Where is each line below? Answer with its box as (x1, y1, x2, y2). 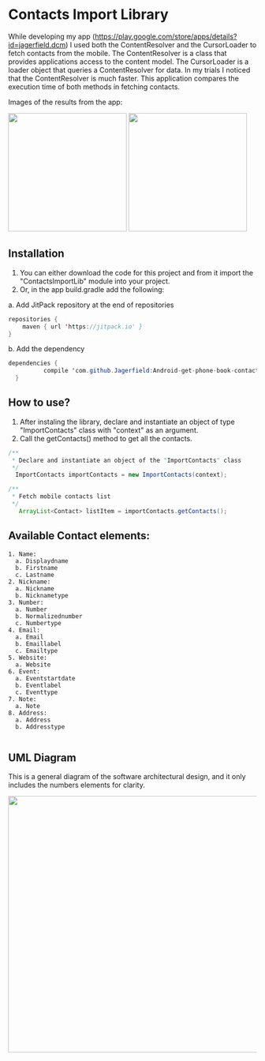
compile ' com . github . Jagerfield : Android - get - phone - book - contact (43, 367, 259, 375)
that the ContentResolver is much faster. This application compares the (8, 73, 239, 83)
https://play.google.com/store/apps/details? (94, 32, 237, 41)
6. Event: (8, 667, 41, 676)
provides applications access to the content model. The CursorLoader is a (8, 57, 249, 66)
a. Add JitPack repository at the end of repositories (8, 300, 174, 309)
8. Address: (8, 709, 47, 717)
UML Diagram (8, 752, 77, 765)
